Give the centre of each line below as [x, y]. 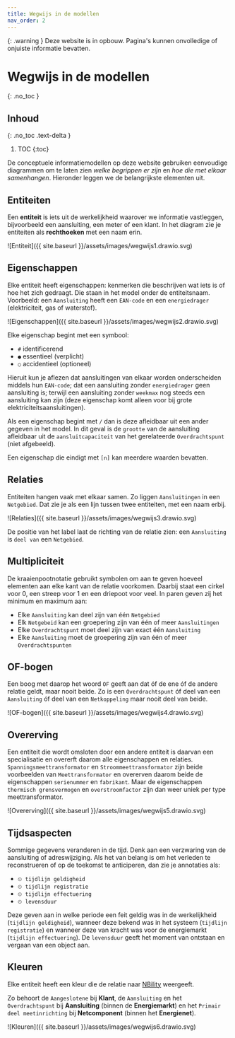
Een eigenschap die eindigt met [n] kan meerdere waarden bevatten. [108, 457]
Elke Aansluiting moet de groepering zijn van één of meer [102, 637]
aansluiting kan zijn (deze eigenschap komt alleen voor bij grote [100, 400]
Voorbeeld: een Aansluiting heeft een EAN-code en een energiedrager [108, 300]
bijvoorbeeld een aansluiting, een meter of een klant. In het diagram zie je [114, 225]
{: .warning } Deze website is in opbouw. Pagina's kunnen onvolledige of [112, 40]
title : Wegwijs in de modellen [53, 14]
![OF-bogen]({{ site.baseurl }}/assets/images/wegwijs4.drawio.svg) [106, 713]
